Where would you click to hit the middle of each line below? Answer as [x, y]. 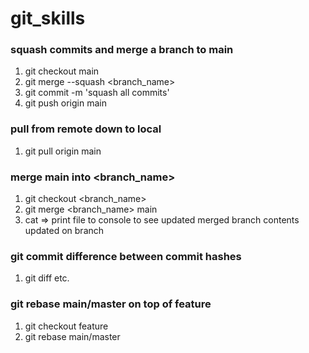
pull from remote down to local [86, 129]
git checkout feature [66, 326]
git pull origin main [63, 151]
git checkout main [62, 71]
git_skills [48, 18]
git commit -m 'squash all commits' [97, 93]
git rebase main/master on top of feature [111, 304]
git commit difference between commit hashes [126, 256]
